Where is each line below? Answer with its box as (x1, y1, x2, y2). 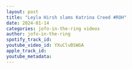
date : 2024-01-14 (6, 20, 50, 26)
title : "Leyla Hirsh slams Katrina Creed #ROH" (6, 14, 127, 20)
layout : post (6, 8, 39, 15)
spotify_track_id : (6, 37, 52, 43)
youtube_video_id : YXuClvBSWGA (6, 43, 84, 49)
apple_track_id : (6, 48, 47, 54)
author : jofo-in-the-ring (6, 31, 70, 37)
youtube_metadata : (6, 53, 52, 59)
